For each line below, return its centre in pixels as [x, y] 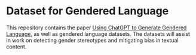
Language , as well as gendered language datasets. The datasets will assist [98, 33]
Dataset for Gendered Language [88, 11]
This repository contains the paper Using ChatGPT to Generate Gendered [97, 27]
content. [16, 47]
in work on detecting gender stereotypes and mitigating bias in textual [92, 40]
